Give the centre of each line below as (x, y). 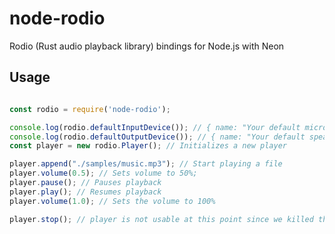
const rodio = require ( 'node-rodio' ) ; (90, 109)
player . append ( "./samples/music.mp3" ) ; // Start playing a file (146, 164)
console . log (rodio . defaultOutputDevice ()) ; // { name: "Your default (157, 137)
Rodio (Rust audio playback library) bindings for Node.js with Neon (147, 46)
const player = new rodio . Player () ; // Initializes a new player (148, 146)
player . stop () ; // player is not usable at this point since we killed (161, 219)
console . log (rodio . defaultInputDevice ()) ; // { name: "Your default (155, 127)
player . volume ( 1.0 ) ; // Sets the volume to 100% (112, 201)
